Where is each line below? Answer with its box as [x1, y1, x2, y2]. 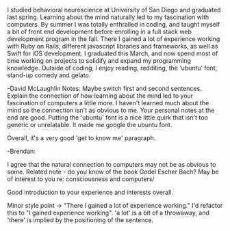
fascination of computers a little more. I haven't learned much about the [7, 99, 209, 107]
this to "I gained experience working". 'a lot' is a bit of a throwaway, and [7, 208, 210, 217]
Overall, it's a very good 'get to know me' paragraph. [7, 134, 156, 142]
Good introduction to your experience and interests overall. [7, 188, 173, 196]
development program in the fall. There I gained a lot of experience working [7, 35, 220, 43]
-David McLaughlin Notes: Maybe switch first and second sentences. [7, 85, 202, 92]
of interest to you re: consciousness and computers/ [7, 175, 155, 183]
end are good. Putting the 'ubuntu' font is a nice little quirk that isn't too [7, 113, 209, 122]
